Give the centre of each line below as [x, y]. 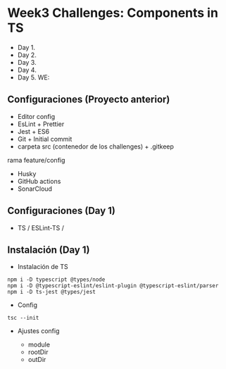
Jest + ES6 [33, 131]
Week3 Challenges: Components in [113, 13]
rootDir [38, 352]
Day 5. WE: [33, 77]
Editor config [36, 116]
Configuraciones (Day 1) [62, 211]
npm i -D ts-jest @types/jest [52, 292]
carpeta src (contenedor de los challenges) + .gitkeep [96, 146]
